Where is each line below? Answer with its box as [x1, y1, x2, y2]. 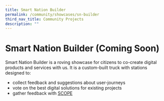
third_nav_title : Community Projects [5, 16, 84, 21]
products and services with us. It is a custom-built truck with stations [5, 64, 147, 70]
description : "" [5, 21, 39, 26]
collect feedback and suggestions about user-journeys [12, 79, 126, 85]
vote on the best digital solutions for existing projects [12, 85, 122, 91]
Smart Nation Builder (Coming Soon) [5, 43, 160, 54]
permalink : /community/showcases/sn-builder [5, 12, 99, 17]
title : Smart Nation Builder [5, 7, 66, 12]
